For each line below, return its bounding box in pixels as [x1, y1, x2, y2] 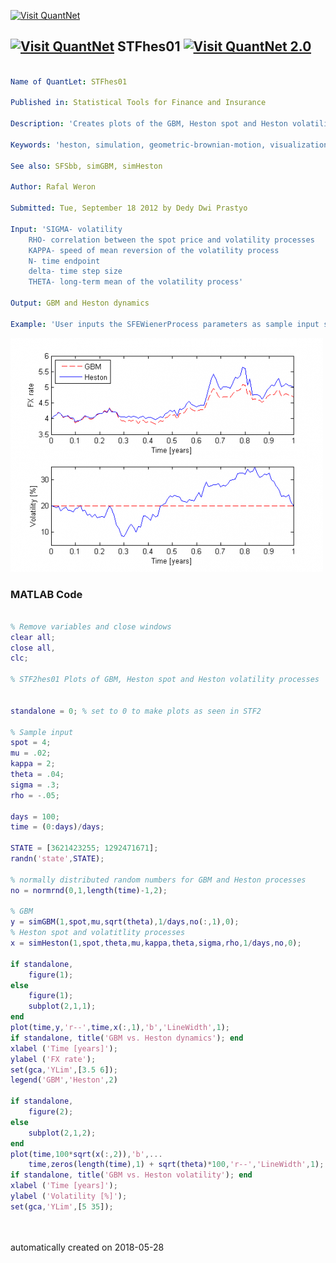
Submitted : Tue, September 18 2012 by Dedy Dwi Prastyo [10, 203, 248, 214]
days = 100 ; [10, 811, 60, 822]
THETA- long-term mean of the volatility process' [28, 277, 244, 287]
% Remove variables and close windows [10, 621, 172, 632]
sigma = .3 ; [10, 780, 60, 790]
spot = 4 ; [10, 738, 52, 748]
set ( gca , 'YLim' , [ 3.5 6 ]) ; [10, 1065, 118, 1075]
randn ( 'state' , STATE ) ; [10, 854, 105, 864]
